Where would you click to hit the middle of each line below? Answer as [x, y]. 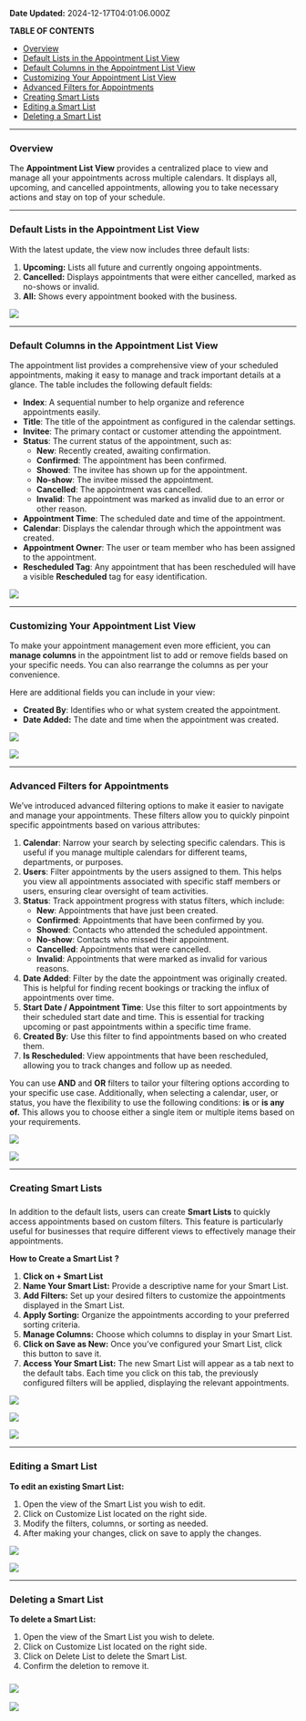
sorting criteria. [51, 1324]
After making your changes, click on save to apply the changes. [142, 1533]
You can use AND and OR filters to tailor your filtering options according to [149, 1083]
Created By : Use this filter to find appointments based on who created [154, 1036]
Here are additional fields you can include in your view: [112, 693]
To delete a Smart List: [53, 1619]
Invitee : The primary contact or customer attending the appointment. [152, 431]
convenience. [35, 675]
